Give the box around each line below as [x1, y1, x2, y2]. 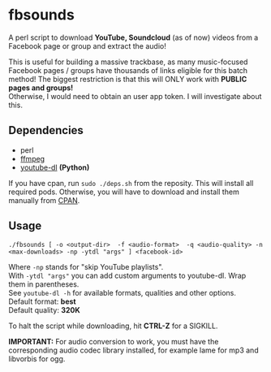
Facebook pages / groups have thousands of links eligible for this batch [8, 65, 248, 75]
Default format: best [8, 296, 76, 306]
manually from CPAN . [8, 195, 80, 205]
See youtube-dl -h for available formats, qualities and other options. [8, 288, 237, 297]
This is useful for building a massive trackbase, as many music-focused [8, 57, 248, 67]
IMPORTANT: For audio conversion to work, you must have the [8, 336, 219, 346]
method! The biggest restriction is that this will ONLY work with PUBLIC [8, 74, 247, 84]
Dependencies [8, 123, 84, 137]
